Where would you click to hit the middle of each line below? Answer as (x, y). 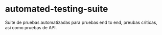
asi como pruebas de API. (31, 27)
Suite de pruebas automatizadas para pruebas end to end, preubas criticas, (81, 22)
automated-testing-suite (57, 9)
